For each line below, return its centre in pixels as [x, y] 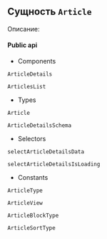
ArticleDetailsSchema [40, 126]
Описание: [24, 29]
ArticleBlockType [33, 216]
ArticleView [25, 203]
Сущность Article [50, 12]
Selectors [32, 139]
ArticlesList [27, 87]
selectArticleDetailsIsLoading [54, 164]
